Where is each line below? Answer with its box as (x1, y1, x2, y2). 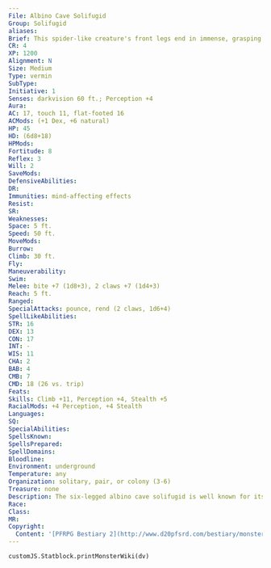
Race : (8, 500, 27, 508)
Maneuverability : (8, 267, 67, 276)
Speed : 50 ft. (8, 229, 56, 238)
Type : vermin (8, 72, 52, 80)
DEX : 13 (8, 327, 35, 335)
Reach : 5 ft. (8, 290, 52, 298)
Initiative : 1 (8, 86, 56, 95)
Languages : (8, 410, 45, 419)
